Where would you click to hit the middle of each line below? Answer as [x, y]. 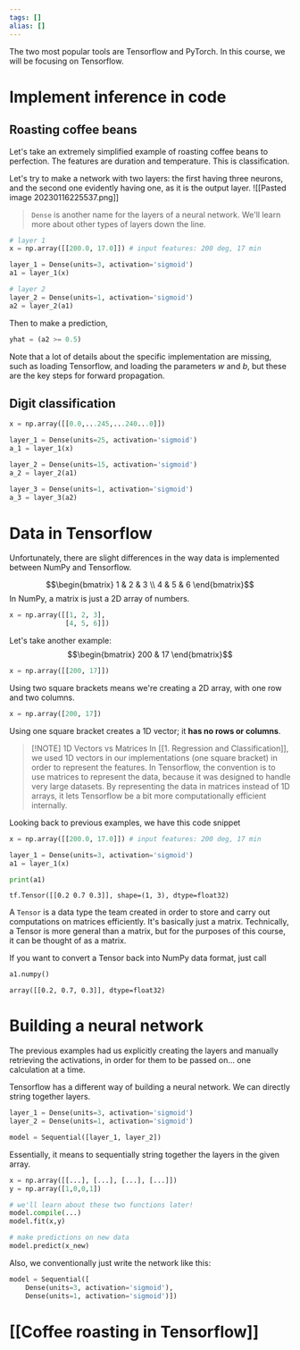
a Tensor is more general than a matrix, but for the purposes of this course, [147, 932]
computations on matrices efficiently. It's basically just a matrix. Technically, [149, 922]
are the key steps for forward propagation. [87, 375]
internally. [49, 805]
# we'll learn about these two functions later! [101, 1205]
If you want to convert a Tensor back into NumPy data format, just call [138, 958]
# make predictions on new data [69, 1238]
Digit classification [62, 403]
